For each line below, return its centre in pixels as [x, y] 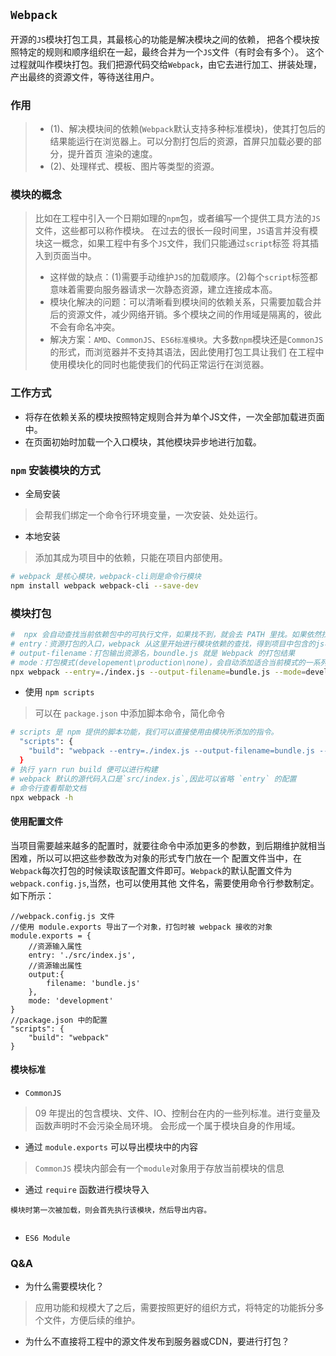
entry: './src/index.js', [82, 955]
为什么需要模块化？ [64, 1286]
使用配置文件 [36, 821]
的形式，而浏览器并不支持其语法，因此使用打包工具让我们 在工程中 [187, 352]
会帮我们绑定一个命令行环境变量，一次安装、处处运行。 [148, 515]
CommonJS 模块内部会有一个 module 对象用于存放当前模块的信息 [159, 1168]
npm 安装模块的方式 [55, 470]
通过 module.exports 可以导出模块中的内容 [111, 1146]
